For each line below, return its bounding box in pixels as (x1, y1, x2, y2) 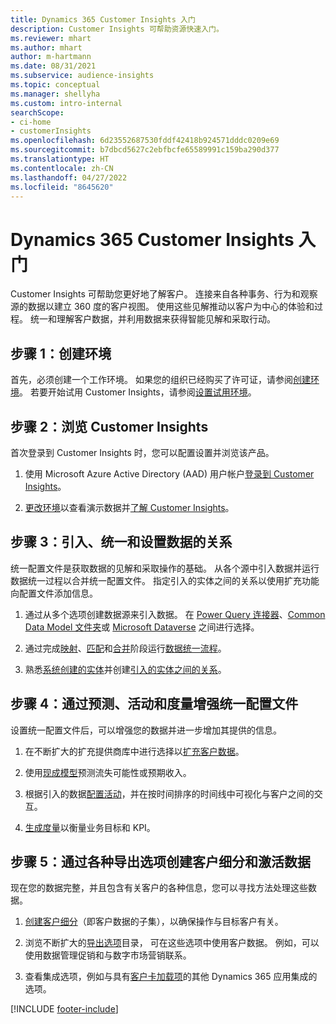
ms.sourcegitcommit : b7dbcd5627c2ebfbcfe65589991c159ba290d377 (10, 145, 280, 155)
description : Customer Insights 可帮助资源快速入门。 (10, 24, 224, 34)
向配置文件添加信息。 (10, 587, 98, 599)
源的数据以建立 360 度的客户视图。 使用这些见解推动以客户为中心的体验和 (10, 301, 315, 313)
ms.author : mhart (10, 42, 83, 53)
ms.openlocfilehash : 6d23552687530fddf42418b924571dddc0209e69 (10, 136, 280, 146)
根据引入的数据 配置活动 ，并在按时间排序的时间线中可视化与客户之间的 (24, 787, 315, 800)
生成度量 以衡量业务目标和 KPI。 (24, 821, 156, 833)
